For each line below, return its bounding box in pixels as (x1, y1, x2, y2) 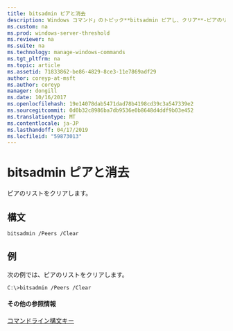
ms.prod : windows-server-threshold (7, 29, 110, 37)
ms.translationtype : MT (7, 113, 76, 120)
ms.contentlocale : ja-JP (7, 119, 79, 127)
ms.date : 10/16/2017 (7, 94, 67, 101)
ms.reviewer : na (7, 36, 54, 43)
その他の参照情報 (7, 300, 56, 308)
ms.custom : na (7, 23, 49, 30)
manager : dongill (7, 87, 58, 94)
